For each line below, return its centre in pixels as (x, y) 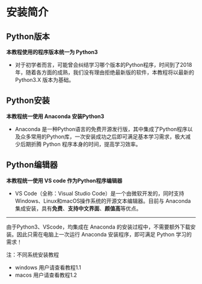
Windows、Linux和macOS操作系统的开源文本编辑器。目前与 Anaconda (103, 201)
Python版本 (28, 36)
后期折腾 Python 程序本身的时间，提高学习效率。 (81, 144)
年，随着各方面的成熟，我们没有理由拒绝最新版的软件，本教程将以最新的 (104, 72)
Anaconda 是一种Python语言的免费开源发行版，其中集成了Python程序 (101, 129)
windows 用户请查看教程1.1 (48, 267)
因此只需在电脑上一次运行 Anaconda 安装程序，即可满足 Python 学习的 (104, 234)
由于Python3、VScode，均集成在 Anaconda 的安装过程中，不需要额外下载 (98, 227)
